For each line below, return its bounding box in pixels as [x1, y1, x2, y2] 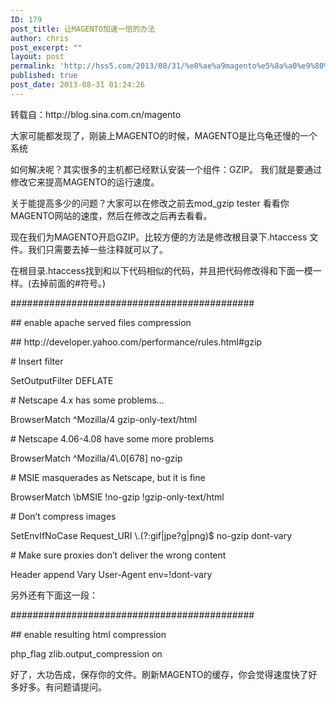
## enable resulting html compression [10, 628, 167, 640]
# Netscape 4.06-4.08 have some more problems [10, 432, 215, 445]
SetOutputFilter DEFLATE [10, 374, 114, 386]
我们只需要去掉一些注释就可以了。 [27, 243, 168, 255]
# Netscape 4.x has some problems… [10, 394, 165, 406]
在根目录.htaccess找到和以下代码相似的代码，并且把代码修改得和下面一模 [10, 264, 313, 276]
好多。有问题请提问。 [18, 681, 107, 693]
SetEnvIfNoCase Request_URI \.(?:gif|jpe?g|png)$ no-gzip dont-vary [10, 529, 293, 541]
